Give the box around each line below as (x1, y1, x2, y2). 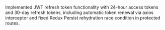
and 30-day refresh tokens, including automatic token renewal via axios (5, 9, 154, 15)
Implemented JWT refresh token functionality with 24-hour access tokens (5, 4, 158, 10)
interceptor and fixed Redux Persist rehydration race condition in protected (5, 15, 160, 20)
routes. (5, 20, 20, 26)
